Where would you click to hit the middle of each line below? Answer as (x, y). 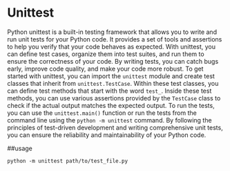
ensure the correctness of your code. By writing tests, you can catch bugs (113, 61)
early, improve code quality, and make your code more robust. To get (105, 69)
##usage (20, 148)
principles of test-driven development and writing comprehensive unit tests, (115, 127)
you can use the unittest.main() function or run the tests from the (102, 113)
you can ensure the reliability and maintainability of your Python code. (107, 135)
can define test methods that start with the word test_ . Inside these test (109, 91)
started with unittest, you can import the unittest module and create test (111, 76)
